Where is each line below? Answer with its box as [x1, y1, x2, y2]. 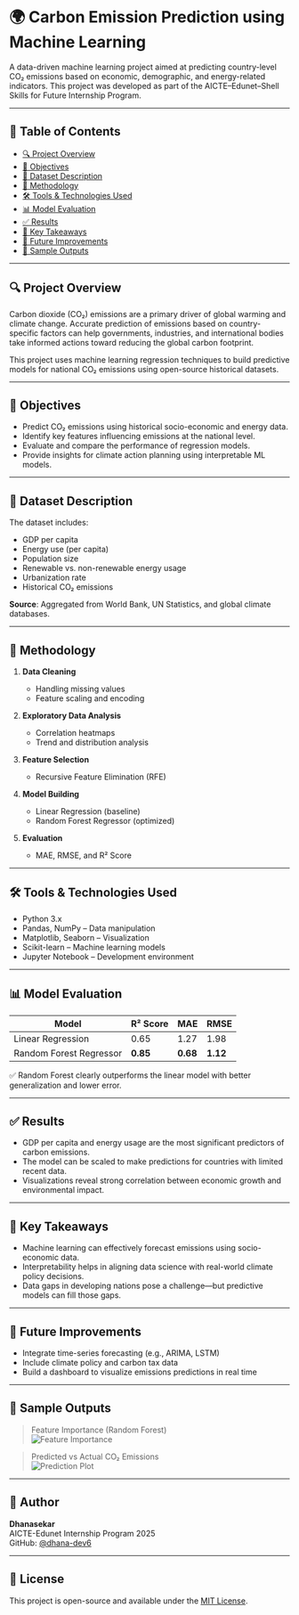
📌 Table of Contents [9, 124, 121, 139]
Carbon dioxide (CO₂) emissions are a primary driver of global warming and [9, 308, 287, 319]
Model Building [21, 789, 80, 799]
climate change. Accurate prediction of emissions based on [9, 318, 228, 329]
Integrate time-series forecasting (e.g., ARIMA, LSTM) [21, 1348, 220, 1358]
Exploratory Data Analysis [21, 710, 122, 721]
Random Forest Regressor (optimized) [35, 816, 175, 826]
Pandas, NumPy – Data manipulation [21, 923, 156, 934]
